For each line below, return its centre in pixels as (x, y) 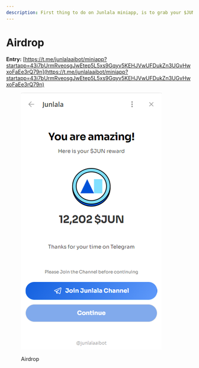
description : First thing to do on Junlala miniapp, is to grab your (94, 12)
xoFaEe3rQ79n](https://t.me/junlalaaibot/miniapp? (67, 72)
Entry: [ (16, 59)
